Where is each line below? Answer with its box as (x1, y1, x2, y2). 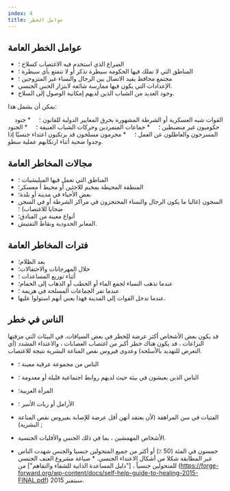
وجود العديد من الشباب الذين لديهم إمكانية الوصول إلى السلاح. (17, 89, 175, 97)
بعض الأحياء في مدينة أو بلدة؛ (17, 190, 92, 199)
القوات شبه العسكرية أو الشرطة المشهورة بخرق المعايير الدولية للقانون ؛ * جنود (14, 116, 223, 124)
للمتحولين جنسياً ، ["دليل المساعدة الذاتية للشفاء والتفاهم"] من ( (17, 461, 181, 470)
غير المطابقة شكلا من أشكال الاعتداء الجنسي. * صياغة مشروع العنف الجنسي (17, 454, 212, 462)
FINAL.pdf (17, 476, 47, 484)
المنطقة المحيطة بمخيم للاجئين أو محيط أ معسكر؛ (17, 183, 144, 191)
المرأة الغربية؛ (17, 386, 53, 394)
